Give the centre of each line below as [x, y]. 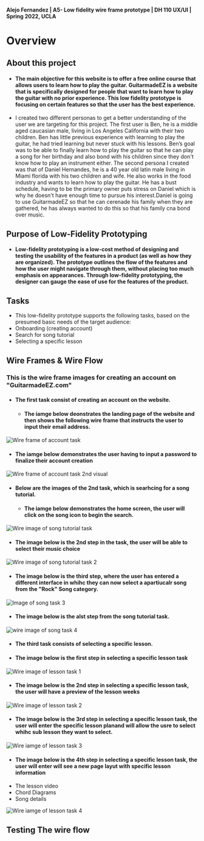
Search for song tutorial [45, 335]
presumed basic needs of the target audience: [73, 322]
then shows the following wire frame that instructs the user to [104, 420]
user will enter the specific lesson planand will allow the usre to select [105, 725]
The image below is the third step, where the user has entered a [97, 576]
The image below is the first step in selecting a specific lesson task [101, 658]
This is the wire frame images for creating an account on [91, 378]
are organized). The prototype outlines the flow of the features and [101, 262]
